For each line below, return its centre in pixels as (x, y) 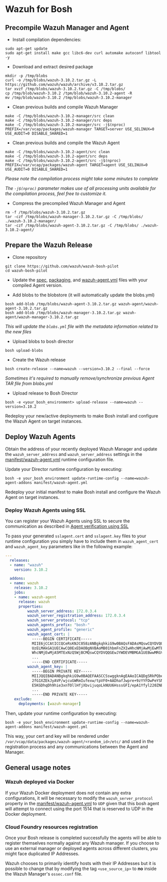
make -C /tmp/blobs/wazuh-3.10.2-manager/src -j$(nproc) (65, 125)
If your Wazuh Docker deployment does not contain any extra (68, 793)
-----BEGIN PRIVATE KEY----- (62, 671)
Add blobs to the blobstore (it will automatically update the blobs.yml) (83, 295)
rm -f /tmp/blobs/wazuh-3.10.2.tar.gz (45, 213)
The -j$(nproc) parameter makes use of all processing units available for (81, 188)
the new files (18, 331)
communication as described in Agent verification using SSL (67, 526)
